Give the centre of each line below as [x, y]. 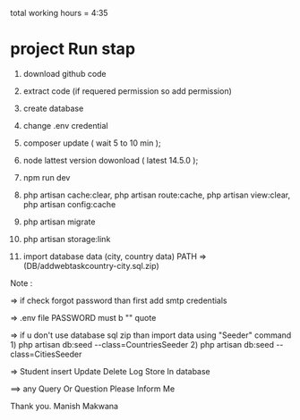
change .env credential [65, 125]
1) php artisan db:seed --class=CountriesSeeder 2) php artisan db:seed [142, 344]
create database [53, 108]
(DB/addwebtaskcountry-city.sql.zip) [91, 265]
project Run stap [73, 49]
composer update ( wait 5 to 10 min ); [92, 143]
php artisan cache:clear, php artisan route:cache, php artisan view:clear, [156, 195]
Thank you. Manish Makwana [64, 406]
